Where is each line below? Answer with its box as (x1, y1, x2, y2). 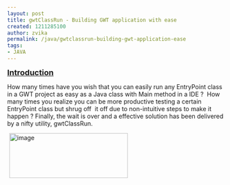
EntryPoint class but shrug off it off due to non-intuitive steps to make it (7, 104, 212, 113)
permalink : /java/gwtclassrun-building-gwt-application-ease (7, 36, 187, 43)
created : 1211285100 (7, 23, 67, 30)
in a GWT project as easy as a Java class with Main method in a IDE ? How (7, 90, 220, 98)
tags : (7, 42, 23, 49)
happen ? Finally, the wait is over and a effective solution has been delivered (7, 112, 224, 120)
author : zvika (7, 29, 48, 37)
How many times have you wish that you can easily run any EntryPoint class (7, 82, 222, 90)
